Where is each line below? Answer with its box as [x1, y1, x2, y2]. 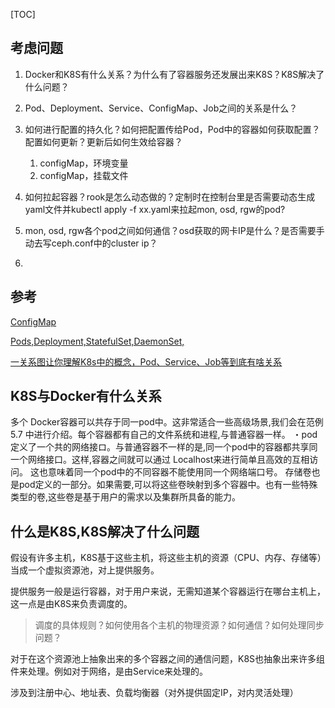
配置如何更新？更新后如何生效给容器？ [24, 135, 183, 148]
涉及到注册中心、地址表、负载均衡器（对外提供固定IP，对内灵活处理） [10, 687, 299, 699]
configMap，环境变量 [39, 157, 129, 169]
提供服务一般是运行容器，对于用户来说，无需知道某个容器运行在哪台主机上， [10, 585, 326, 598]
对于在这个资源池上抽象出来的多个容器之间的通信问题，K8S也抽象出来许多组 [10, 653, 326, 665]
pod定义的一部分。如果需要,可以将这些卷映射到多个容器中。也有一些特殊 [18, 479, 318, 491]
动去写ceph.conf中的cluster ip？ [24, 237, 158, 249]
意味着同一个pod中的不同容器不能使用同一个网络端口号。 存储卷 [47, 466, 312, 478]
